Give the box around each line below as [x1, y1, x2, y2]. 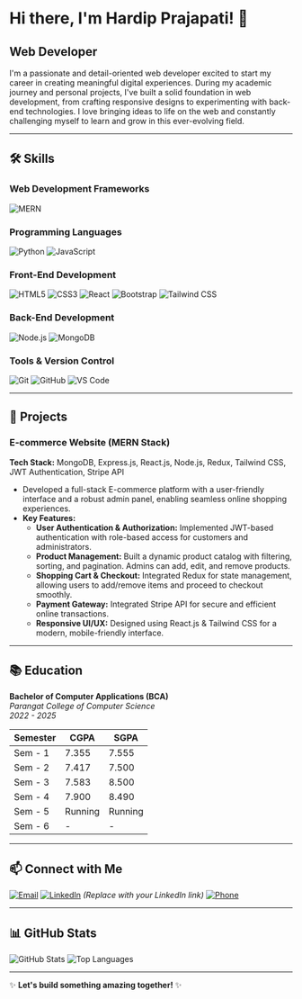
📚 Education [9, 662, 84, 678]
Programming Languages [9, 225, 123, 238]
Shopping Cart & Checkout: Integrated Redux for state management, [35, 570, 292, 580]
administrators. [35, 541, 92, 552]
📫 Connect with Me [9, 861, 123, 877]
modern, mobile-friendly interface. [35, 627, 164, 638]
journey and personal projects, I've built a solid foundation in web [9, 87, 252, 97]
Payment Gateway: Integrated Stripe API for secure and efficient [35, 598, 277, 609]
